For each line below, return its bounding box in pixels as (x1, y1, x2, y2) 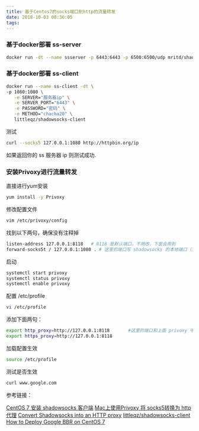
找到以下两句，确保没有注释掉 (6, 229, 79, 236)
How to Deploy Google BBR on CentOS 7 (6, 418, 105, 425)
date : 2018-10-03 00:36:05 (6, 14, 73, 20)
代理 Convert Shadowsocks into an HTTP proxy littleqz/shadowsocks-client (6, 411, 191, 419)
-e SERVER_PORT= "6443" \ (14, 100, 76, 106)
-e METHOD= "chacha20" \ (14, 111, 73, 117)
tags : (6, 20, 20, 26)
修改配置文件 (6, 206, 37, 213)
